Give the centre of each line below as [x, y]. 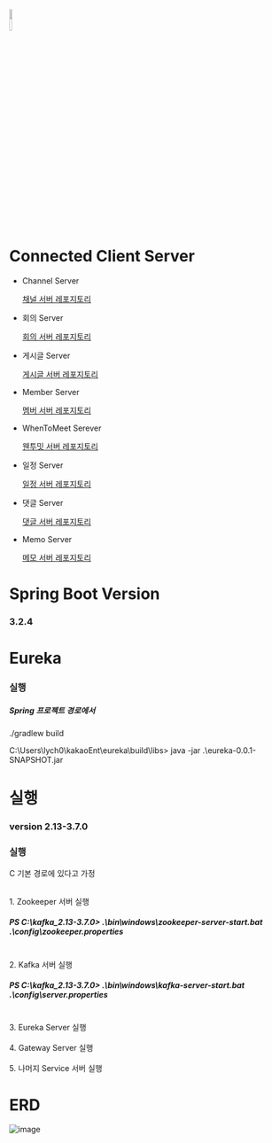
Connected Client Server [102, 257]
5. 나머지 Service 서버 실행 [56, 1069]
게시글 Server [46, 355]
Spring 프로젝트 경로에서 [52, 710]
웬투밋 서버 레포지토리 [60, 446]
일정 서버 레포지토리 [56, 484]
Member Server [51, 392]
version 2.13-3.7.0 [49, 827]
